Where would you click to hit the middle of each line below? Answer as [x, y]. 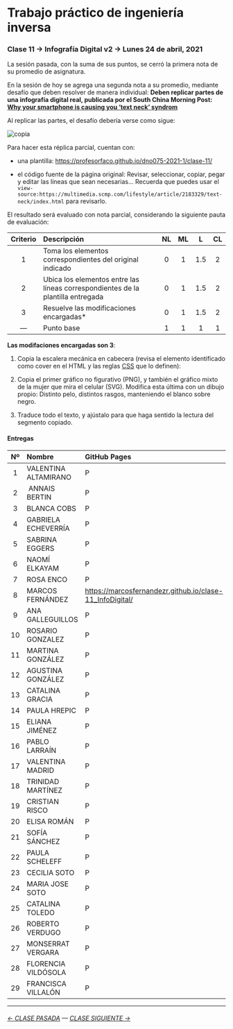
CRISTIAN [43, 801]
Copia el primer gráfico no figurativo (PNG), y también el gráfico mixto [118, 380]
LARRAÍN [42, 750]
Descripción [63, 239]
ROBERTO [43, 924]
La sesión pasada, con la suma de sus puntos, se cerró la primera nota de [113, 65]
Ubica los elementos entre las [91, 280]
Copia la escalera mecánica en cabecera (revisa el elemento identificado [121, 359]
